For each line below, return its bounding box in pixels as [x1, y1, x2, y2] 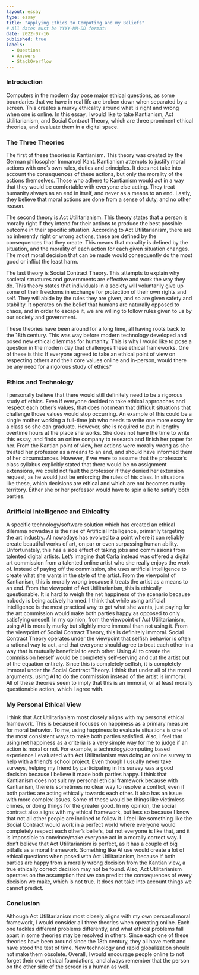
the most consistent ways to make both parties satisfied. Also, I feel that [6, 732, 182, 739]
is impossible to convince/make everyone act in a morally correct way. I [6, 833, 181, 841]
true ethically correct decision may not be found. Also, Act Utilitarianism [6, 865, 182, 872]
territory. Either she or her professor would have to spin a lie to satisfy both [6, 486, 190, 494]
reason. [6, 202, 25, 209]
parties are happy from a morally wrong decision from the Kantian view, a [6, 859, 186, 866]
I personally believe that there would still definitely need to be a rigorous [6, 391, 183, 399]
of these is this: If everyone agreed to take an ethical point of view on [6, 350, 176, 358]
